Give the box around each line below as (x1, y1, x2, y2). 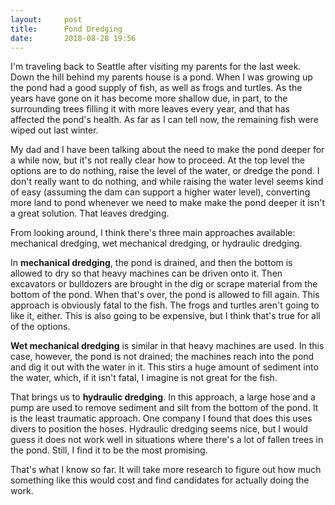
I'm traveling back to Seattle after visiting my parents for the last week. (10, 61, 302, 73)
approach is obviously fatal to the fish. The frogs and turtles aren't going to (10, 299, 320, 311)
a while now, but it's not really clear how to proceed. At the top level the (10, 154, 305, 166)
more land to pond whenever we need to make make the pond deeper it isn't (10, 197, 326, 209)
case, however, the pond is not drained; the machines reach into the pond (10, 351, 315, 363)
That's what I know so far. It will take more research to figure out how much (10, 464, 322, 476)
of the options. (10, 321, 71, 333)
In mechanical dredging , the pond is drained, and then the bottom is (10, 257, 293, 269)
